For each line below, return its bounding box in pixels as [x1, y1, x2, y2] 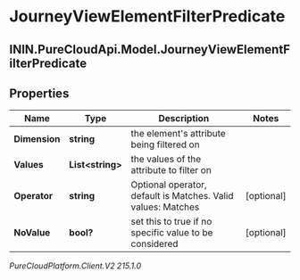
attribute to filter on [130, 164, 212, 177]
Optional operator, [130, 178, 207, 191]
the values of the [130, 153, 202, 166]
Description [158, 112, 210, 125]
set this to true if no [130, 216, 212, 228]
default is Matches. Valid [130, 190, 234, 202]
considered [130, 238, 179, 251]
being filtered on [130, 138, 200, 151]
